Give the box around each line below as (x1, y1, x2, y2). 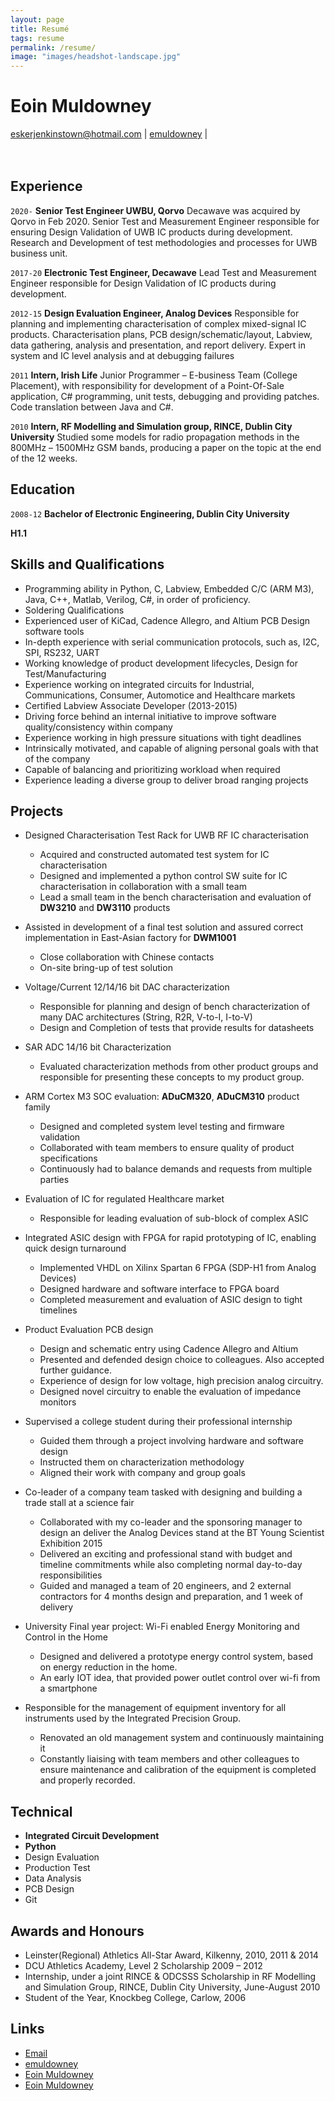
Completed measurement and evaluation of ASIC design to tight (39, 1294, 303, 1306)
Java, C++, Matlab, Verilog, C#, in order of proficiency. (24, 593, 251, 605)
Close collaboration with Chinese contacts (39, 951, 215, 963)
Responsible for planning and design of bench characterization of (39, 1001, 311, 1013)
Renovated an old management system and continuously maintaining (39, 1732, 325, 1744)
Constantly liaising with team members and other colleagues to (39, 1753, 300, 1765)
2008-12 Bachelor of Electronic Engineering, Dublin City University (10, 507, 290, 520)
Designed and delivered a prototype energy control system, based (39, 1651, 314, 1663)
